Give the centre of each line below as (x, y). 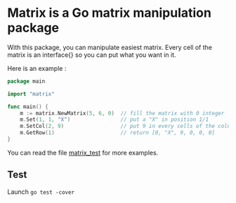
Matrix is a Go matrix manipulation (110, 13)
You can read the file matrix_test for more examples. (83, 152)
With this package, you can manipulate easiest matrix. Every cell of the (110, 47)
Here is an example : (37, 68)
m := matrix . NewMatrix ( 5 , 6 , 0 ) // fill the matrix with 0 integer (122, 113)
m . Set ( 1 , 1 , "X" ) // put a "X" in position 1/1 (114, 120)
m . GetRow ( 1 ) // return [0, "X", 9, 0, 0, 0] (118, 133)
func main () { (28, 107)
